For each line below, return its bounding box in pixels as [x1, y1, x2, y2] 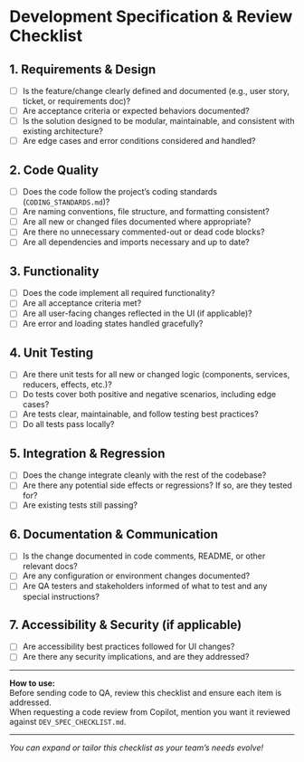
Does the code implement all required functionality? [22, 288, 215, 299]
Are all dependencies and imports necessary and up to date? [22, 237, 251, 248]
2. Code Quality [9, 162, 100, 177]
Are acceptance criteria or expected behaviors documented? [22, 106, 251, 117]
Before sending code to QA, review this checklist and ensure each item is [9, 688, 282, 699]
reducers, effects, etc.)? [22, 379, 113, 390]
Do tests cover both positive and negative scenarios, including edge [22, 389, 277, 400]
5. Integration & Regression [9, 445, 166, 461]
